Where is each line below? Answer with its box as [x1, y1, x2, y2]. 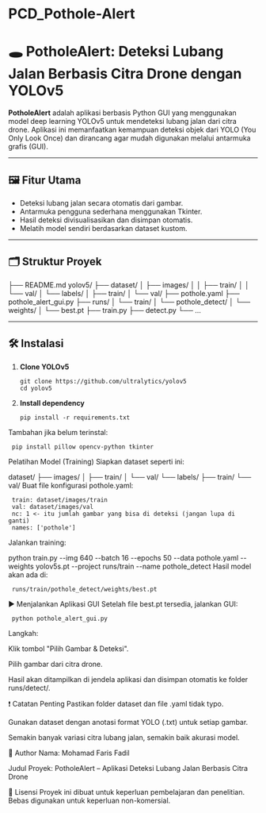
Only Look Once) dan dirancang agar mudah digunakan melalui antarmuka [8, 133, 251, 143]
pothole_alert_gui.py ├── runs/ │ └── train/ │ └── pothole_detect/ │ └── [8, 297, 251, 306]
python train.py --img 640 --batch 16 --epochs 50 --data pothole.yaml [8, 553, 239, 562]
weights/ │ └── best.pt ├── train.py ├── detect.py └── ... [8, 305, 202, 314]
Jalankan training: [8, 538, 66, 547]
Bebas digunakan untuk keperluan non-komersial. [8, 796, 171, 805]
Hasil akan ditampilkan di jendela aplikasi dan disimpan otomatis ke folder [8, 674, 249, 684]
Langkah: [8, 628, 39, 638]
